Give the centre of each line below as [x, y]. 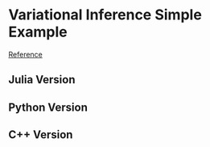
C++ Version [41, 135]
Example [38, 32]
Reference [25, 54]
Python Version [48, 107]
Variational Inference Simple [105, 15]
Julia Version [42, 80]
